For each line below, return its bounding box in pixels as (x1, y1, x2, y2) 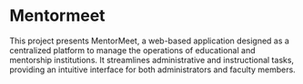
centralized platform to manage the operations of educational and (9, 44, 256, 55)
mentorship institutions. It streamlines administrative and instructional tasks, (9, 54, 294, 65)
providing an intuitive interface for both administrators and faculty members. (9, 64, 296, 75)
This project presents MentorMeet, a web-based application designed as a (9, 35, 289, 46)
